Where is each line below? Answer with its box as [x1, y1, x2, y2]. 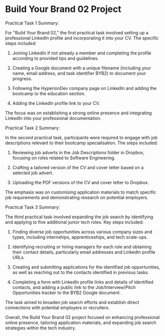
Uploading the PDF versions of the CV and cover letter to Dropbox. [12, 179, 149, 185]
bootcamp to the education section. [12, 90, 85, 96]
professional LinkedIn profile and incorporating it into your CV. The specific [5, 35, 159, 41]
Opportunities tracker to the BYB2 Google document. [12, 290, 121, 296]
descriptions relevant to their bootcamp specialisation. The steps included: [5, 140, 158, 146]
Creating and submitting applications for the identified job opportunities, [12, 264, 161, 270]
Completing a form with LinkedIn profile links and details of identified [12, 279, 154, 285]
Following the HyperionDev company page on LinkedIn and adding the [12, 85, 157, 91]
